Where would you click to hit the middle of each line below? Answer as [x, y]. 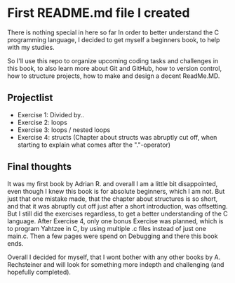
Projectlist [30, 98]
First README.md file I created [99, 13]
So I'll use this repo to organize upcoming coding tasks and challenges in [113, 60]
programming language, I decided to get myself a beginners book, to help [114, 39]
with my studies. [31, 47]
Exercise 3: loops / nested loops [64, 130]
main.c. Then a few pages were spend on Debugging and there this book [113, 236]
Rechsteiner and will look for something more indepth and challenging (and [116, 264]
